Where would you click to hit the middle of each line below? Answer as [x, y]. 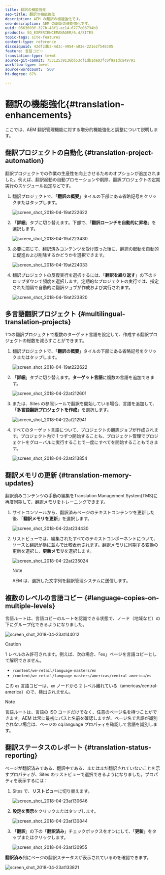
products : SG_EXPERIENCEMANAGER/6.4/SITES [49, 33]
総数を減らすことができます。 [57, 341]
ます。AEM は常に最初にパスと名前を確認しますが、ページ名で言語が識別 [83, 718]
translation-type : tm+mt [31, 56]
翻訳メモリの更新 [31, 475]
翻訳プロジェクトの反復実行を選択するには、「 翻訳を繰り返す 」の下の [82, 275]
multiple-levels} [30, 606]
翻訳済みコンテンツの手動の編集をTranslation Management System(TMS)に [82, 496]
